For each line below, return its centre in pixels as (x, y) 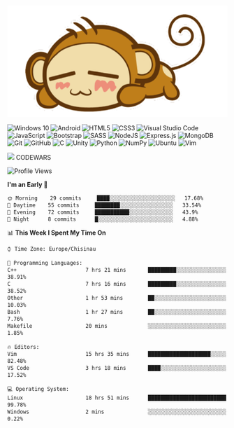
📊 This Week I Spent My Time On (57, 233)
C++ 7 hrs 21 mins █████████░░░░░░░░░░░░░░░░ (117, 270)
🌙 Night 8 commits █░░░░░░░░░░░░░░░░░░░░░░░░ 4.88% (103, 219)
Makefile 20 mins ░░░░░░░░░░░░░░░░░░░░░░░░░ (117, 326)
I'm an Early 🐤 (28, 185)
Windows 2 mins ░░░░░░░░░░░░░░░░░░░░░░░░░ (117, 412)
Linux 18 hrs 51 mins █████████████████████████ (117, 398)
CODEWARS (34, 158)
